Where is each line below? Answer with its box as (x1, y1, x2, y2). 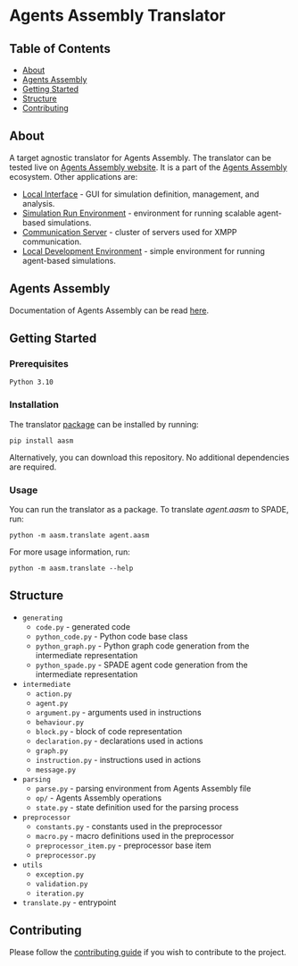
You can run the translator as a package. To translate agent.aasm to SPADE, (9, 504, 289, 514)
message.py (35, 766, 77, 775)
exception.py (35, 869, 85, 879)
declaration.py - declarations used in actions (35, 735, 203, 746)
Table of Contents (9, 41, 112, 56)
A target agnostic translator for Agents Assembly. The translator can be (9, 152, 272, 163)
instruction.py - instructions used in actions (35, 754, 202, 765)
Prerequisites (9, 357, 69, 369)
